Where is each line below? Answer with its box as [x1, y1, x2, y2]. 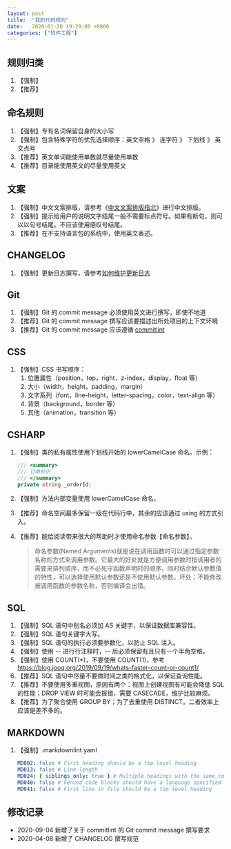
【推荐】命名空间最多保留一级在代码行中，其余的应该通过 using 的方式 [17, 509, 218, 517]
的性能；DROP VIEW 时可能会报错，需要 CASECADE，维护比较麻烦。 [17, 689, 214, 698]
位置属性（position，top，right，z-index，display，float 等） [27, 374, 201, 382]
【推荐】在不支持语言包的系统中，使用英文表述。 [17, 229, 157, 237]
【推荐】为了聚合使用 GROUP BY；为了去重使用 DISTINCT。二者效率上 [17, 698, 219, 706]
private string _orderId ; [17, 481, 92, 488]
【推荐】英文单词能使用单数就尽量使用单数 [17, 153, 139, 161]
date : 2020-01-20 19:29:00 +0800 [7, 23, 110, 30]
